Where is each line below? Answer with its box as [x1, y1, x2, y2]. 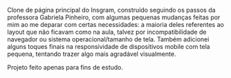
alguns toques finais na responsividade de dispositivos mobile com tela [7, 43, 210, 50]
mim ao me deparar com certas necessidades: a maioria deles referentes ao [7, 21, 225, 28]
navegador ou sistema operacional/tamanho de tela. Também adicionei [7, 35, 210, 43]
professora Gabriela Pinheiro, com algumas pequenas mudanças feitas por [7, 13, 221, 21]
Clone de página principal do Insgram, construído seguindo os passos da [7, 6, 216, 14]
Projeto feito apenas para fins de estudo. [7, 64, 123, 71]
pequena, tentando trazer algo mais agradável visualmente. [7, 50, 176, 58]
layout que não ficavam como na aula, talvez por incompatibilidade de [7, 28, 207, 36]
